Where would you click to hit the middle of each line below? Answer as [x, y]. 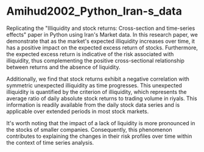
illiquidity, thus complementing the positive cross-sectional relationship [95, 60]
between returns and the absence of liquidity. [63, 67]
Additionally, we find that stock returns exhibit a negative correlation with [98, 79]
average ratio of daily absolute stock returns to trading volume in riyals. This [102, 98]
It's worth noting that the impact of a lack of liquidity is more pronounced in [101, 123]
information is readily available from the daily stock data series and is [93, 104]
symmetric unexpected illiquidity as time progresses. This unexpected [94, 85]
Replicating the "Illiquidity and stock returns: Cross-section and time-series [101, 28]
